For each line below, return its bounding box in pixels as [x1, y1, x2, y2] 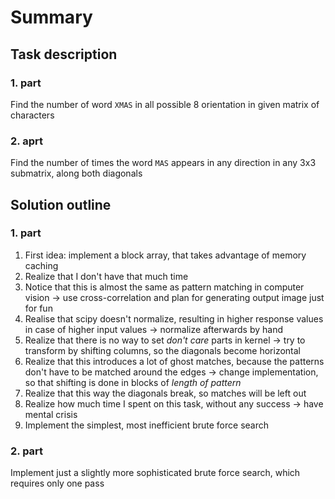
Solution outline [10, 196, 112, 213]
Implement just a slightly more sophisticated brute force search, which [10, 467, 301, 479]
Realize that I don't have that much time [24, 270, 189, 282]
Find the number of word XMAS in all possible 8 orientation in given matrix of [10, 98, 320, 110]
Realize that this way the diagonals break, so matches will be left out [24, 387, 307, 399]
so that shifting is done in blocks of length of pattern [24, 376, 242, 388]
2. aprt [10, 134, 43, 148]
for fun [24, 302, 53, 314]
